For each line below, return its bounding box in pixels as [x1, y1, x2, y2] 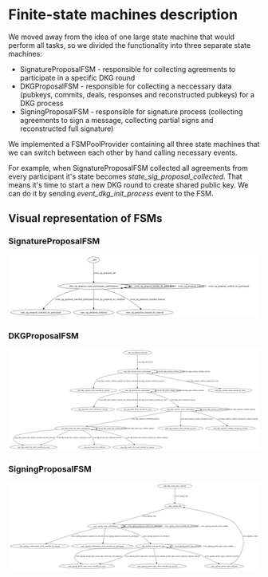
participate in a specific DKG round [19, 73, 136, 82]
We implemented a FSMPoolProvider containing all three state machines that [8, 139, 260, 148]
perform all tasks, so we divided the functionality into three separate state [8, 40, 251, 49]
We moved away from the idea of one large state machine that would [8, 32, 235, 41]
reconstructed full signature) [19, 124, 114, 133]
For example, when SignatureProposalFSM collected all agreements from [8, 163, 249, 172]
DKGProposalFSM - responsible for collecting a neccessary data [19, 81, 232, 91]
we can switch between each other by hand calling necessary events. [8, 148, 238, 157]
